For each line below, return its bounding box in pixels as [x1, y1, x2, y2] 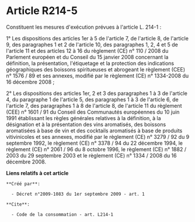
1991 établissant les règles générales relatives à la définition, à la [6, 114, 162, 121]
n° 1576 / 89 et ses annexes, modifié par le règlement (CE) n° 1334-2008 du [6, 72, 189, 79]
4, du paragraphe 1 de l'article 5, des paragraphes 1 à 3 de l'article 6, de [6, 95, 179, 103]
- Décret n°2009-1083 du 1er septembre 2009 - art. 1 [11, 191, 145, 197]
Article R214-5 [6, 4, 78, 18]
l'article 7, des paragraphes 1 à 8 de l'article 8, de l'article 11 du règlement [6, 102, 182, 109]
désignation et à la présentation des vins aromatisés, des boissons [6, 121, 166, 128]
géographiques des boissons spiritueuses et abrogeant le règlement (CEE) [6, 66, 186, 73]
